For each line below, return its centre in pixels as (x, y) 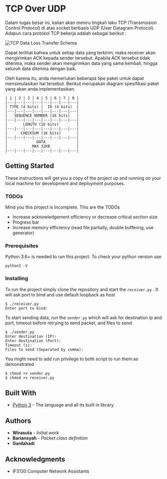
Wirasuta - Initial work (36, 433)
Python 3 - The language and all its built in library (63, 405)
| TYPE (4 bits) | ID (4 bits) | (42, 107)
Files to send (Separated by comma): (44, 349)
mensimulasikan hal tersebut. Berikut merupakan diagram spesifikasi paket (82, 84)
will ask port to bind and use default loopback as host (60, 295)
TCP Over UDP (36, 9)
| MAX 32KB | (42, 146)
